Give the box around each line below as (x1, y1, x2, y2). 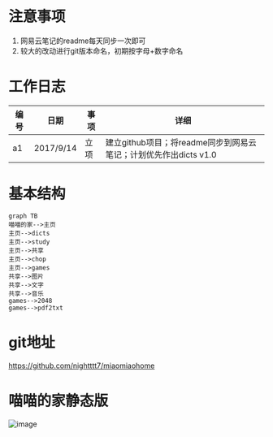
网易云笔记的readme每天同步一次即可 (19, 36, 146, 45)
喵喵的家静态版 (8, 392, 109, 410)
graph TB (8, 212, 38, 220)
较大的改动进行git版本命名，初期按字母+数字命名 (19, 45, 184, 55)
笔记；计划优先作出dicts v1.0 (105, 149, 217, 160)
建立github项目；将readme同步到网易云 (105, 136, 258, 148)
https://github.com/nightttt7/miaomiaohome (8, 361, 155, 370)
